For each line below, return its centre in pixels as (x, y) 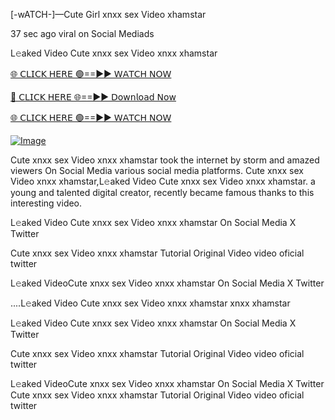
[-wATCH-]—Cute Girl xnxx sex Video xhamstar (108, 14)
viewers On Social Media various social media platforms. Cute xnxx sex (157, 170)
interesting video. (46, 203)
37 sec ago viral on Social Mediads (82, 33)
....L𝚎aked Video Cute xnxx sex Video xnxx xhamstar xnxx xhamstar (150, 303)
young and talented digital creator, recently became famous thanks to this (162, 192)
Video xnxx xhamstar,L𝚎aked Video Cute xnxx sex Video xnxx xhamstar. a (163, 181)
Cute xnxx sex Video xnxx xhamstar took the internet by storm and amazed (165, 160)
